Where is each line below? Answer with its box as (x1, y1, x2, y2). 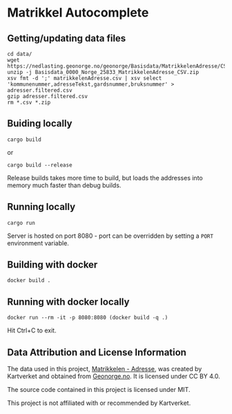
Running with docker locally (7, 296, 130, 308)
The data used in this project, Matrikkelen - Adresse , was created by (7, 365, 202, 373)
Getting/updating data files (7, 32, 126, 44)
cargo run (7, 219, 36, 226)
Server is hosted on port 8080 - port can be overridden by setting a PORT (7, 232, 214, 240)
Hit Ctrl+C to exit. (7, 326, 57, 335)
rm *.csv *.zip (7, 99, 51, 106)
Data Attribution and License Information (7, 346, 186, 358)
